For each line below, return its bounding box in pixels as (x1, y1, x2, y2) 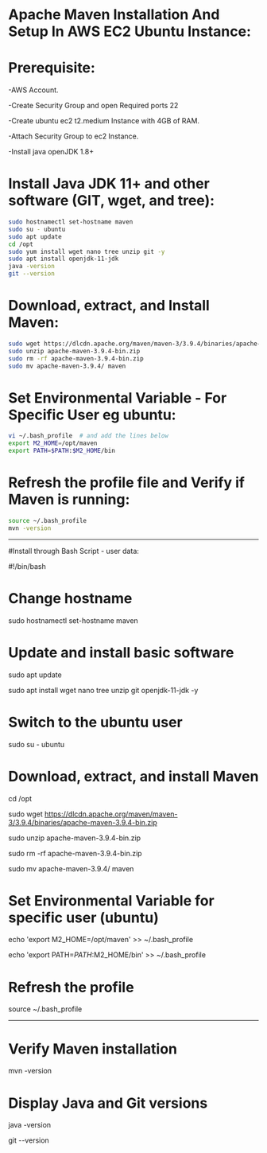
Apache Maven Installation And (8, 6, 220, 24)
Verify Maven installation (8, 1040, 177, 1058)
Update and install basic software (8, 643, 234, 661)
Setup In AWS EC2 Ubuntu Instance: (8, 22, 252, 41)
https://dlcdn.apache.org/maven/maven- (44, 809, 178, 819)
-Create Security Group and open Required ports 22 (8, 101, 179, 111)
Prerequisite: (8, 59, 95, 77)
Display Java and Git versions (8, 1094, 208, 1112)
